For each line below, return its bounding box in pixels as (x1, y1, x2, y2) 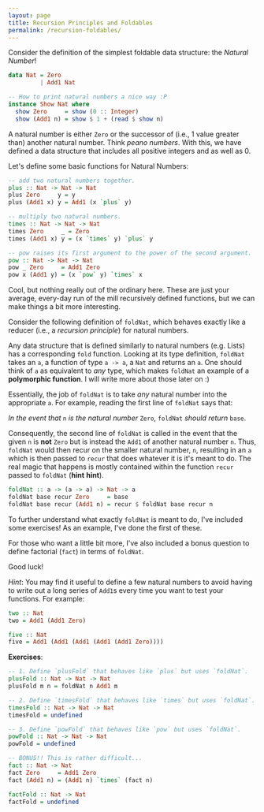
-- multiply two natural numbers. (8, 213, 122, 221)
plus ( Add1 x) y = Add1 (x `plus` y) (8, 199, 132, 207)
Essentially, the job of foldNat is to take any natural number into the (8, 389, 228, 399)
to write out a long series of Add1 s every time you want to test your (8, 585, 224, 595)
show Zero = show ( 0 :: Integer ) (15, 107, 139, 115)
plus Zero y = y (8, 191, 76, 199)
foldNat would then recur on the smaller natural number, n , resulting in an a (8, 445, 252, 455)
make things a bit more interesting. (8, 302, 121, 311)
